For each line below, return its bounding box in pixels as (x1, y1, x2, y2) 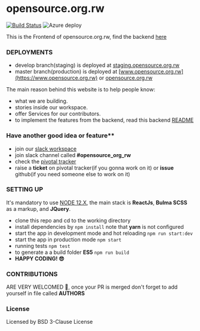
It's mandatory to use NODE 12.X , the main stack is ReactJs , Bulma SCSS (6, 199, 187, 206)
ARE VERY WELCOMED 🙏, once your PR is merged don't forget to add (6, 283, 178, 291)
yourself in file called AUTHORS (6, 290, 85, 297)
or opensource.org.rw (99, 74, 153, 82)
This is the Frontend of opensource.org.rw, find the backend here (6, 33, 167, 40)
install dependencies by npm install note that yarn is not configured (14, 223, 184, 230)
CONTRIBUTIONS (6, 269, 58, 278)
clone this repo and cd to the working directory (14, 217, 131, 224)
